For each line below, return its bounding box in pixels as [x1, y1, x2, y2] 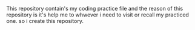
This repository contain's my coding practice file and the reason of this [6, 5, 183, 12]
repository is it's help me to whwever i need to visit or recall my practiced [6, 11, 190, 18]
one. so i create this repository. [6, 18, 84, 24]
